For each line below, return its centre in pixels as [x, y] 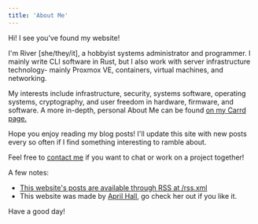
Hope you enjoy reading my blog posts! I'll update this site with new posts [128, 134]
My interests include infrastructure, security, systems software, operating [127, 93]
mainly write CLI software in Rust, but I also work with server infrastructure [129, 61]
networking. [28, 78]
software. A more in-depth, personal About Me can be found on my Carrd [127, 110]
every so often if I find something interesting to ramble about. [107, 141]
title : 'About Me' [38, 15]
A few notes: [29, 172]
